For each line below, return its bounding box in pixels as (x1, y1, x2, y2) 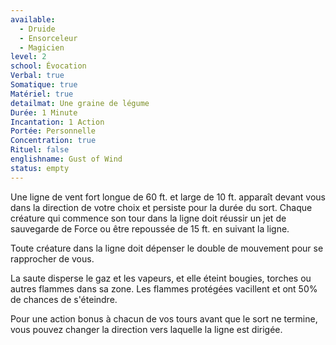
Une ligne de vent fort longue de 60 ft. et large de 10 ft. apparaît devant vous (10, 191, 326, 203)
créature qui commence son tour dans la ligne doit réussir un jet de (10, 212, 287, 224)
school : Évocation (10, 61, 87, 71)
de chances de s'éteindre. (10, 293, 118, 305)
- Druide (19, 24, 56, 34)
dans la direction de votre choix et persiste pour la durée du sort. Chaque (10, 201, 313, 213)
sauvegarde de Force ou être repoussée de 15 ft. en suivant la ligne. (10, 222, 290, 235)
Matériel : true (10, 89, 74, 99)
